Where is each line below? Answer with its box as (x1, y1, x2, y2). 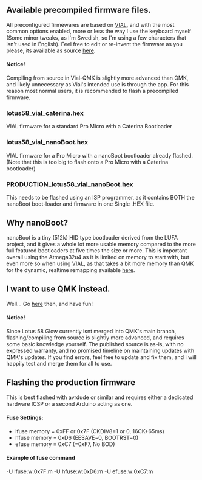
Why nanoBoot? (6, 218, 69, 228)
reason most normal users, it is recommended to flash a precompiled (6, 88, 179, 95)
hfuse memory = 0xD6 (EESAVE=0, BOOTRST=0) (15, 434, 139, 441)
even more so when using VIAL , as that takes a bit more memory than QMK (6, 260, 194, 267)
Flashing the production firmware (6, 377, 136, 388)
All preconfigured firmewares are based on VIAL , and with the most (6, 21, 175, 28)
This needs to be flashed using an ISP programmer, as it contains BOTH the (6, 193, 195, 201)
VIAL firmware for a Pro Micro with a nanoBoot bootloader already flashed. (6, 151, 193, 159)
